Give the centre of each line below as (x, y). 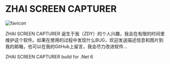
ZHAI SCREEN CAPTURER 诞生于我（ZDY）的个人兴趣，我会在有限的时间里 (85, 33)
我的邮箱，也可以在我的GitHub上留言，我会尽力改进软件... (66, 46)
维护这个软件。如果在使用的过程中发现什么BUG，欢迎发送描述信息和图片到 (84, 40)
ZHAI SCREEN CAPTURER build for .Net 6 (49, 56)
